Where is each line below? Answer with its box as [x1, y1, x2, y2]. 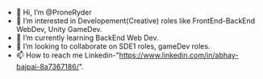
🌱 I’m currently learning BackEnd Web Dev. [15, 33, 159, 42]
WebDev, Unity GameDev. [15, 25, 102, 34]
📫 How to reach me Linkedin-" [15, 50, 119, 60]
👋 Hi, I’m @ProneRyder [15, 8, 92, 17]
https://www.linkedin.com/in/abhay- [119, 50, 239, 60]
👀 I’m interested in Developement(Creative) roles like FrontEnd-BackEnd [15, 16, 256, 26]
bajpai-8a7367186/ [15, 62, 79, 71]
